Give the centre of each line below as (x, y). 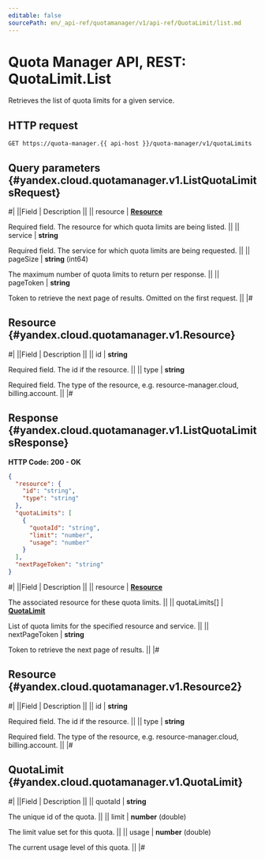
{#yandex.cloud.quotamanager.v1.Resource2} (125, 687)
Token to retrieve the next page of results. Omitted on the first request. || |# (131, 298)
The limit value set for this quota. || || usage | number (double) (110, 832)
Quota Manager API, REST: (97, 62)
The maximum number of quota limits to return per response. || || (114, 274)
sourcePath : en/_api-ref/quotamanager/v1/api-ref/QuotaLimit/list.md (125, 23)
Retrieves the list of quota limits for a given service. (91, 100)
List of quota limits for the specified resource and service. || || (108, 626)
